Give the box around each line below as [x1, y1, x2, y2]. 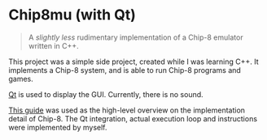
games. [8, 74, 34, 83]
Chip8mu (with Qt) [8, 6, 137, 24]
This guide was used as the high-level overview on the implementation [8, 105, 246, 115]
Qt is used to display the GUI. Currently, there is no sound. [8, 89, 204, 99]
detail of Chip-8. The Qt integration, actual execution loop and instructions [8, 113, 258, 123]
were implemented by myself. [8, 122, 107, 132]
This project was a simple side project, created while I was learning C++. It [8, 57, 259, 66]
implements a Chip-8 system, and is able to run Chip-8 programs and [8, 65, 242, 74]
